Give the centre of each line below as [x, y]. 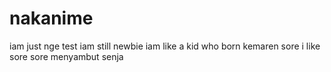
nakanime [51, 18]
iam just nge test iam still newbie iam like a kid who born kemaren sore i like [165, 46]
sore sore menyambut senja [66, 56]
